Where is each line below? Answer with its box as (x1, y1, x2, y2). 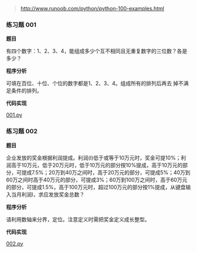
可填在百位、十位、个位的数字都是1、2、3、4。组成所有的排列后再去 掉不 (6, 80, 184, 87)
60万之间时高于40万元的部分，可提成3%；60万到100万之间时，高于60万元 (6, 176, 188, 183)
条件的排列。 (11, 87, 42, 95)
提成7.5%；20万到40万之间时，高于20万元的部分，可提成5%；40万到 (21, 168, 191, 176)
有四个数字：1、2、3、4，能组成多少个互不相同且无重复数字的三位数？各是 (6, 48, 188, 55)
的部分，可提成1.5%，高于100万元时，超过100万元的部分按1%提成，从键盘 (6, 183, 186, 190)
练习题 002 (6, 127, 38, 136)
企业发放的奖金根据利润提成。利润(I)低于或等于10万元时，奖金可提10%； (6, 154, 181, 161)
